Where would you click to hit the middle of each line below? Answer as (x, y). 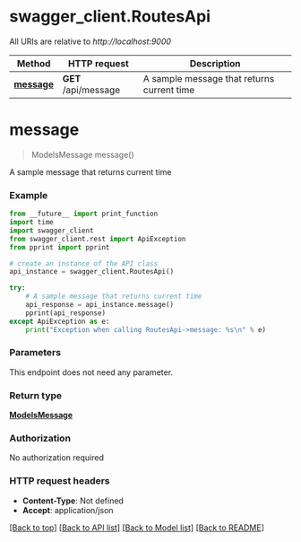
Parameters (35, 353)
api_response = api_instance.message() (100, 305)
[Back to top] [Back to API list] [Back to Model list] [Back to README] (137, 528)
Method (34, 63)
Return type (36, 395)
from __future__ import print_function (84, 214)
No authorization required (57, 458)
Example (29, 195)
